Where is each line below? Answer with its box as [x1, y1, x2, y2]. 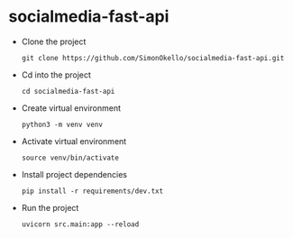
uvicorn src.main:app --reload [21, 219, 140, 229]
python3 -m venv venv [21, 120, 103, 129]
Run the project [21, 202, 79, 213]
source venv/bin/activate [21, 153, 119, 162]
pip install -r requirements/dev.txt [21, 187, 164, 196]
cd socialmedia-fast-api [21, 87, 115, 96]
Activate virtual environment [21, 135, 127, 146]
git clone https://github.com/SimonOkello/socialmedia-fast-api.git [21, 53, 285, 62]
